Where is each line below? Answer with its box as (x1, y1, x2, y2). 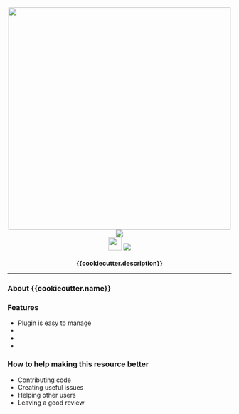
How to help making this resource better (7, 359, 149, 369)
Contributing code (17, 376, 71, 384)
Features (7, 302, 39, 312)
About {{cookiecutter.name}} (7, 283, 112, 293)
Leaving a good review (17, 398, 85, 407)
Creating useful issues (17, 383, 84, 391)
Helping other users (17, 390, 76, 399)
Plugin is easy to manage (17, 319, 92, 327)
